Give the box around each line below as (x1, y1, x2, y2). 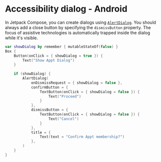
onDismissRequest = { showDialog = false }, (31, 80, 123, 85)
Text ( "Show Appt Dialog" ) (22, 58, 75, 63)
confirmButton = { (31, 85, 68, 90)
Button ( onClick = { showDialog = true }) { (14, 53, 103, 58)
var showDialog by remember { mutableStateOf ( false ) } (5, 44, 118, 49)
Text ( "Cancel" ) (48, 116, 79, 121)
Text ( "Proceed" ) (48, 94, 81, 99)
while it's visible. (5, 35, 38, 41)
